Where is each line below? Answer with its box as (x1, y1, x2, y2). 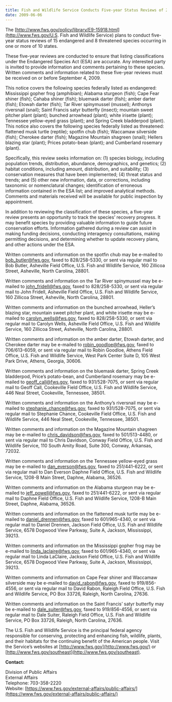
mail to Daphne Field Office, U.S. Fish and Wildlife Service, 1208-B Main (5, 495, 157, 501)
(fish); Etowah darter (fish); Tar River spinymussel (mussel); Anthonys (5, 101, 152, 107)
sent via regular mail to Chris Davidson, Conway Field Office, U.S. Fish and (5, 437, 163, 443)
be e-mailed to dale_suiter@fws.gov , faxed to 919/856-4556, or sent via (5, 606, 157, 612)
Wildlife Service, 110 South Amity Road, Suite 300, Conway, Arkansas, (5, 442, 153, 448)
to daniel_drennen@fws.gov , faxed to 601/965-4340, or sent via (20, 516, 156, 522)
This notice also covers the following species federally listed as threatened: (5, 123, 164, 129)
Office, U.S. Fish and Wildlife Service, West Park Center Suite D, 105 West (5, 352, 160, 358)
